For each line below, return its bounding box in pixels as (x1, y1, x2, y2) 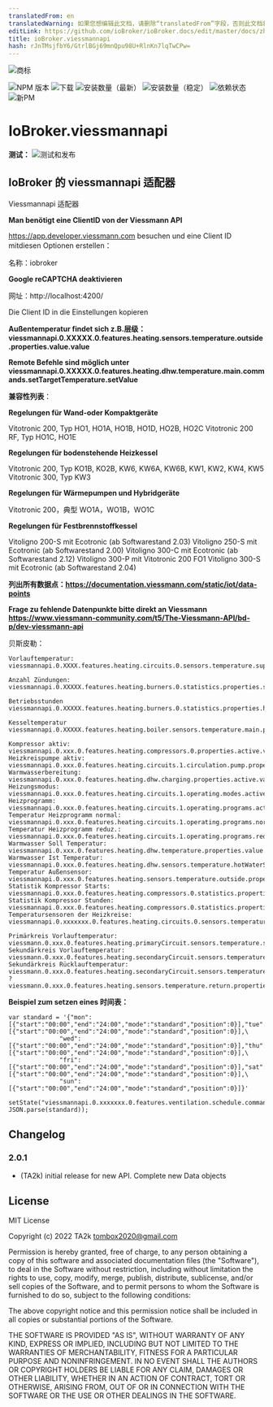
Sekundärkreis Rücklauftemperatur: (8, 960, 129, 968)
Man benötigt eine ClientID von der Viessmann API (8, 215, 183, 224)
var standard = (8, 1013, 60, 1021)
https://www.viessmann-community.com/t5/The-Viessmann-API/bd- (8, 613, 250, 623)
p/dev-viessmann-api (8, 621, 84, 631)
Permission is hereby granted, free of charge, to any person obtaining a (8, 1247, 248, 1257)
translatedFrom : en (8, 11, 75, 20)
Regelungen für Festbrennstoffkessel (8, 521, 138, 531)
